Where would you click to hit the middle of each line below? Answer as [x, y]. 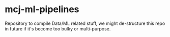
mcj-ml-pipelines [42, 9]
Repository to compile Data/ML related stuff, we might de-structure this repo [85, 23]
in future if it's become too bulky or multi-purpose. [58, 28]
